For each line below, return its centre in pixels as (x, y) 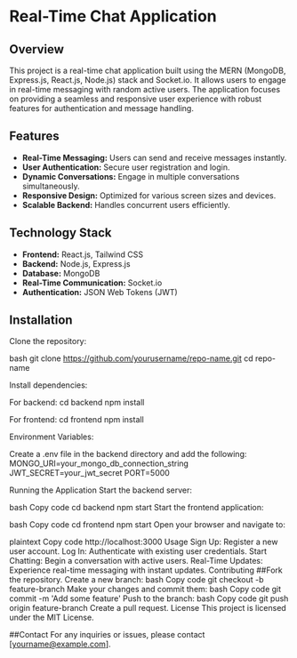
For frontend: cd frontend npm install (76, 420)
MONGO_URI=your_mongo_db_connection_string (99, 463)
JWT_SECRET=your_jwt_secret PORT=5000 (90, 473)
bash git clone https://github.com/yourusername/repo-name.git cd (131, 358)
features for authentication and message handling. (101, 108)
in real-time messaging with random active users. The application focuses (145, 89)
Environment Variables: (52, 437)
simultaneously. (51, 186)
